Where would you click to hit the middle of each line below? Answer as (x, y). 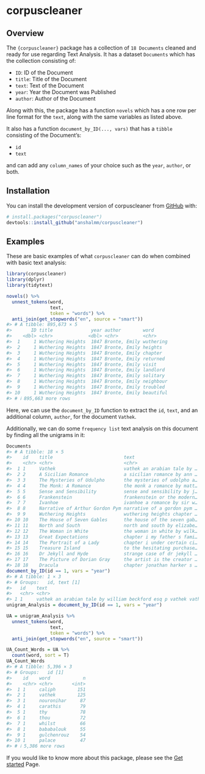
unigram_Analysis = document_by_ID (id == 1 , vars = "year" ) (85, 605)
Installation (28, 191)
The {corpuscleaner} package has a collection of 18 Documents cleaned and (101, 48)
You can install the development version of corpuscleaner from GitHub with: (102, 206)
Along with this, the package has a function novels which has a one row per (101, 110)
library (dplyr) (26, 280)
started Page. (23, 764)
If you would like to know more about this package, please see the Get (95, 758)
